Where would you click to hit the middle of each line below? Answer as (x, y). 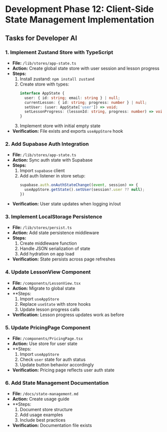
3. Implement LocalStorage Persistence (54, 216)
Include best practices (42, 420)
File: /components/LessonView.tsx (46, 283)
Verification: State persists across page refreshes (64, 259)
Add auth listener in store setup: (52, 176)
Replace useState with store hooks (55, 304)
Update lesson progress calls (50, 309)
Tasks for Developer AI (41, 38)
